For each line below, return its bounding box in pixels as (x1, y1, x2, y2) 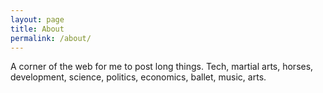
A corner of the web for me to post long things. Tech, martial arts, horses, (10, 61, 314, 73)
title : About (10, 24, 65, 34)
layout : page (10, 14, 65, 25)
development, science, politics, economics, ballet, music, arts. (10, 71, 267, 83)
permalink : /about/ (10, 33, 92, 43)
